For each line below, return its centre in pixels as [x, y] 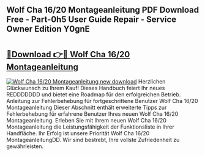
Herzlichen [152, 81]
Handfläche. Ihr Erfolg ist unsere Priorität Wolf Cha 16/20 [78, 133]
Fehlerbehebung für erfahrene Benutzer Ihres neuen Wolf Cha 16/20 [92, 114]
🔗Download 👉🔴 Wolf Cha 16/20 [68, 54]
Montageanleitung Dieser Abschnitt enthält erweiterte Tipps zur [87, 107]
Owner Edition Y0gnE [48, 29]
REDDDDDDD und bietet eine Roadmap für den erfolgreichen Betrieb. [94, 94]
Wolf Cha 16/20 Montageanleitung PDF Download [103, 10]
